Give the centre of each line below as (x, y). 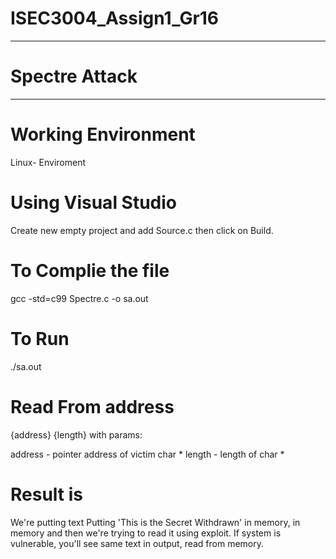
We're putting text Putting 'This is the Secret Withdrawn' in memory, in (155, 522)
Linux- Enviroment (48, 162)
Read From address (92, 406)
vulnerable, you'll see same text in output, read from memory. (137, 543)
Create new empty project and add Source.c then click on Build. (142, 230)
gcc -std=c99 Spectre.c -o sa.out (79, 298)
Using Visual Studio (94, 203)
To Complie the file (90, 270)
